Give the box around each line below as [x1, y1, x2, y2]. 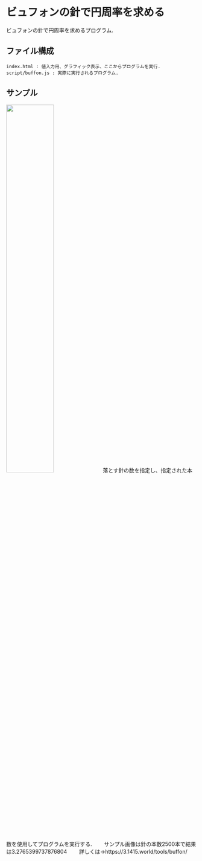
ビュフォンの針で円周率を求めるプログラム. [6, 27, 113, 34]
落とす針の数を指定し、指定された [102, 466, 188, 474]
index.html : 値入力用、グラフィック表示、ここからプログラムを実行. [6, 63, 161, 69]
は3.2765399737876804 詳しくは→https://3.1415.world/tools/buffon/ [6, 848, 188, 855]
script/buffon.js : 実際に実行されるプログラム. [6, 70, 119, 76]
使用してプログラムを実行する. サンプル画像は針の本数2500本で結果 [16, 840, 197, 848]
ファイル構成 [6, 46, 54, 56]
